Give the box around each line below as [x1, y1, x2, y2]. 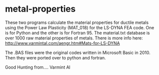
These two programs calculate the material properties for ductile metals [5, 19, 149, 25]
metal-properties [5, 3, 76, 15]
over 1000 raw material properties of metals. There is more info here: [5, 35, 143, 41]
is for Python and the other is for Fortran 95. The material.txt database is [5, 30, 150, 36]
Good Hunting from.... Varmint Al [5, 64, 71, 70]
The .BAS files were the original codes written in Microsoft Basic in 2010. [5, 50, 151, 56]
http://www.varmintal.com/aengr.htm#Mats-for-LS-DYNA [5, 40, 120, 46]
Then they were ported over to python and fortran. [5, 55, 106, 60]
